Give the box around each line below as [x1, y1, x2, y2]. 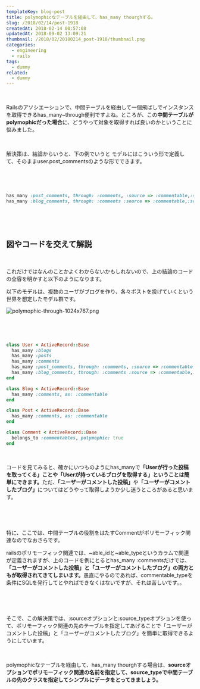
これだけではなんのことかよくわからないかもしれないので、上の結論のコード [6, 267, 193, 275]
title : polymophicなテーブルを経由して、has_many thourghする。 [6, 14, 156, 20]
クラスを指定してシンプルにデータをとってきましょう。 [26, 676, 162, 683]
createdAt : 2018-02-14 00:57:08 [6, 25, 86, 32]
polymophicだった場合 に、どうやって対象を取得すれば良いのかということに [6, 119, 192, 126]
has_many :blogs [11, 347, 52, 353]
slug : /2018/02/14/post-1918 [6, 20, 79, 26]
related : [6, 70, 28, 76]
